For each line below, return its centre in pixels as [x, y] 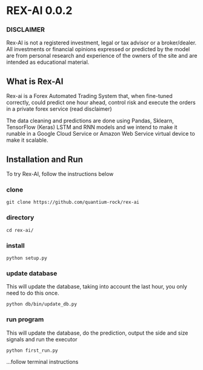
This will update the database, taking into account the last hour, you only [97, 287]
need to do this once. [33, 293]
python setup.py [27, 258]
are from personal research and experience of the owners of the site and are [102, 56]
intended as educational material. [48, 62]
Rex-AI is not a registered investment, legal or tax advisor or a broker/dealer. [101, 43]
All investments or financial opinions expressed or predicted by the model [98, 49]
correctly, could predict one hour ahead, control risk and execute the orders [101, 103]
